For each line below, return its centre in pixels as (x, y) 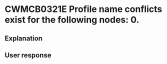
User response (28, 55)
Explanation (24, 38)
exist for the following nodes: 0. (72, 20)
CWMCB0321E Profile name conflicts (83, 9)
